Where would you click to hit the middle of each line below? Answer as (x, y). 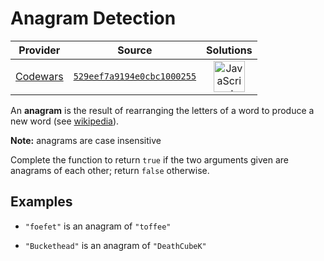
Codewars (39, 76)
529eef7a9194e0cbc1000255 (135, 76)
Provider (39, 50)
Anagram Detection (93, 18)
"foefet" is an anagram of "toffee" (98, 226)
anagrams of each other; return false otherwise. (110, 170)
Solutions (229, 50)
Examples (41, 202)
